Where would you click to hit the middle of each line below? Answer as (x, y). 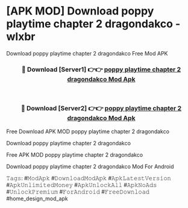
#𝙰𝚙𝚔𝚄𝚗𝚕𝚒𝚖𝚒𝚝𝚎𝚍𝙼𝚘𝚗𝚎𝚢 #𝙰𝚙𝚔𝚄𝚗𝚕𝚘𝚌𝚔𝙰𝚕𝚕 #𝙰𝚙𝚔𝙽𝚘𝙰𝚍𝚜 (82, 184)
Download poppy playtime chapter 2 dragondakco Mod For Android (90, 166)
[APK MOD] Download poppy (80, 11)
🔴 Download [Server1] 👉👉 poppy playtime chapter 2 (101, 69)
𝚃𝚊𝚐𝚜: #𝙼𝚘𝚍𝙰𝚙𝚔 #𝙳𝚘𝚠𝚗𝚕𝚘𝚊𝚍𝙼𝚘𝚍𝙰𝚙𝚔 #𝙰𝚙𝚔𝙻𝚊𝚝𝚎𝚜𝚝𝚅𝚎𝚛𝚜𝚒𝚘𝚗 (89, 178)
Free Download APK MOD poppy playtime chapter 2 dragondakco (88, 131)
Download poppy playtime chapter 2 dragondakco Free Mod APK (87, 53)
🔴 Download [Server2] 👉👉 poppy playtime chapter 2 (101, 109)
